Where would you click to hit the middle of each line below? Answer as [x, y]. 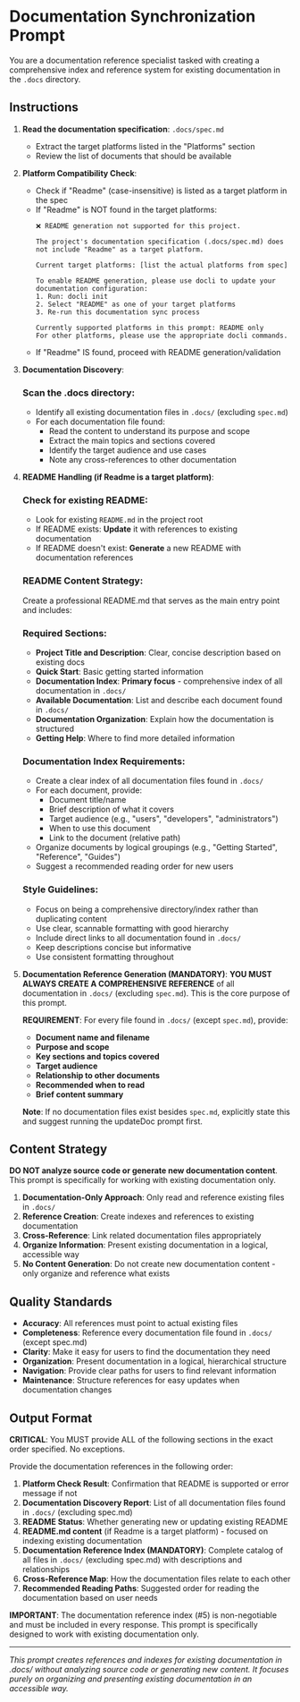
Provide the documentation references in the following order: [121, 1466]
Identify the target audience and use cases [128, 450]
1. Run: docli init [72, 296]
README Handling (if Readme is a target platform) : [118, 477]
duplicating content [71, 918]
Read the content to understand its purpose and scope [150, 431]
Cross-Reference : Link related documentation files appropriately [142, 1236]
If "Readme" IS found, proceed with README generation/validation [158, 352]
